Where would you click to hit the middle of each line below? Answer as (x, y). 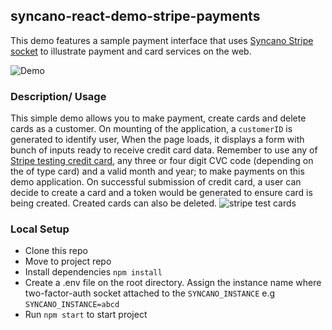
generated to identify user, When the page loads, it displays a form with (157, 140)
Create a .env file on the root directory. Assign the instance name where (173, 283)
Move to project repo (68, 261)
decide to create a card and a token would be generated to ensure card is (161, 193)
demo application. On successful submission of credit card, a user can (156, 182)
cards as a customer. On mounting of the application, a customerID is (151, 129)
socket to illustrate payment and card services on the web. (131, 51)
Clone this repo (56, 251)
